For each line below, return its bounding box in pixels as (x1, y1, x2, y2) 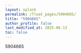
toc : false (5, 30, 28, 35)
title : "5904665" (5, 16, 41, 21)
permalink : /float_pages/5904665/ (5, 12, 77, 17)
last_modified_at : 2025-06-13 (5, 26, 68, 30)
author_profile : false (5, 21, 52, 26)
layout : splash (5, 7, 37, 12)
